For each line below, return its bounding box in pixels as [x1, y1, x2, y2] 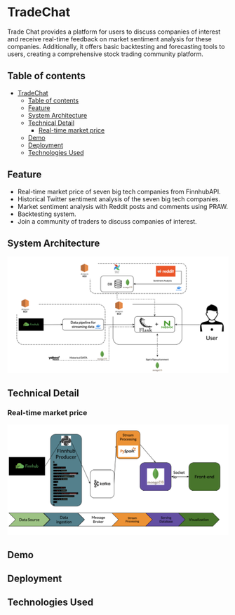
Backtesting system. [17, 210, 76, 218]
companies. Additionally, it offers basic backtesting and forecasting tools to [7, 42, 225, 50]
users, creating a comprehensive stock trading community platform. [7, 50, 203, 58]
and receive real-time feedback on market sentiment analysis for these [7, 34, 212, 43]
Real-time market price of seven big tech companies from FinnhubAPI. [17, 187, 221, 196]
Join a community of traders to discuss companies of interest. [17, 217, 198, 225]
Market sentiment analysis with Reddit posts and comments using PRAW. [17, 202, 228, 210]
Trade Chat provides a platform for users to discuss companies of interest [7, 27, 221, 36]
